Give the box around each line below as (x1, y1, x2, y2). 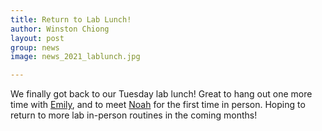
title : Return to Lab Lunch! (10, 14, 132, 25)
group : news (10, 42, 60, 53)
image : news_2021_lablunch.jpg (10, 52, 141, 62)
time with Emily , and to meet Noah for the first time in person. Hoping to (10, 99, 306, 111)
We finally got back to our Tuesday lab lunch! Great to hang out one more (10, 88, 313, 100)
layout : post (10, 33, 65, 43)
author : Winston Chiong (10, 24, 110, 34)
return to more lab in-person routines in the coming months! (10, 109, 258, 121)
